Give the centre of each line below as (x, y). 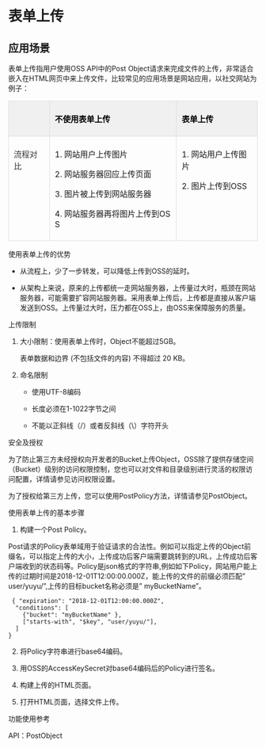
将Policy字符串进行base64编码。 (73, 651)
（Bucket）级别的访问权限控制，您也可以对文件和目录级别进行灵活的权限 (127, 469)
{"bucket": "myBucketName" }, (72, 615)
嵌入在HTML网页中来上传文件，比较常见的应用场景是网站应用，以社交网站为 (133, 78)
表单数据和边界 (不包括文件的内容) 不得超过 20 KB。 (104, 358)
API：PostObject (35, 735)
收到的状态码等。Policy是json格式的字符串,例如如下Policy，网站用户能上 (139, 566)
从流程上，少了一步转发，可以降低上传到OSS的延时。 (106, 271)
